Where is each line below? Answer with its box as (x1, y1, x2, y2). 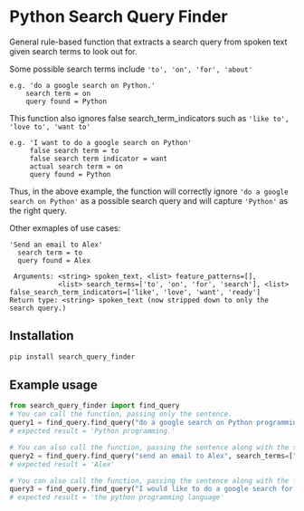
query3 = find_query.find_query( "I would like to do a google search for (9, 485, 294, 494)
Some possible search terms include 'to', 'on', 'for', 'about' (9, 63, 253, 74)
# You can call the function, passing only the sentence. (9, 410, 233, 419)
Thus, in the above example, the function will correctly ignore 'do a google (9, 186, 289, 197)
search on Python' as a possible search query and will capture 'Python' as (9, 195, 289, 206)
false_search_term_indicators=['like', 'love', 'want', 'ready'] (9, 287, 261, 296)
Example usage (9, 378, 98, 393)
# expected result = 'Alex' (9, 459, 116, 468)
